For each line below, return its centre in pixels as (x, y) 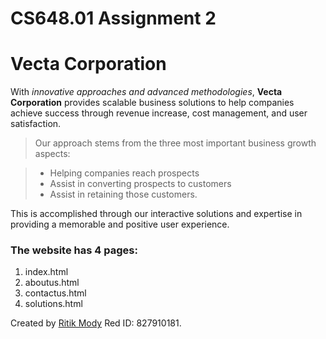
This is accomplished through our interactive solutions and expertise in (156, 214)
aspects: (52, 154)
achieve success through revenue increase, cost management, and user (159, 113)
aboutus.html (52, 283)
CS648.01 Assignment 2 (113, 18)
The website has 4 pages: (74, 250)
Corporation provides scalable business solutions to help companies (152, 103)
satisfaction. (36, 124)
